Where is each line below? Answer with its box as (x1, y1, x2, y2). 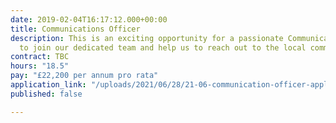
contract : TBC (10, 52, 70, 62)
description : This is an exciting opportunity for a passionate (10, 33, 284, 43)
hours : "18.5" (10, 61, 70, 71)
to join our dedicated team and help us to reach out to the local (19, 42, 307, 53)
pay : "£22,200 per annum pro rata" (10, 71, 159, 81)
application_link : (10, 80, 87, 90)
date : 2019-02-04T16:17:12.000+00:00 (10, 14, 168, 25)
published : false (10, 89, 83, 99)
